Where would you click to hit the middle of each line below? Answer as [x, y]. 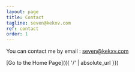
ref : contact [22, 28]
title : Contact [25, 17]
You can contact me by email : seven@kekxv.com [67, 51]
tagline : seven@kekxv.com [38, 23]
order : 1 [17, 34]
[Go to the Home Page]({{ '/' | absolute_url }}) [62, 63]
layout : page [22, 12]
